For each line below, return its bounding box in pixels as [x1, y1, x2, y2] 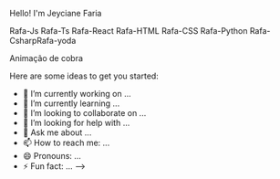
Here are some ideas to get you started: [9, 70, 160, 81]
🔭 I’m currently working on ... [22, 89, 131, 99]
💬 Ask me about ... [22, 127, 92, 138]
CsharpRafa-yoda [9, 36, 77, 46]
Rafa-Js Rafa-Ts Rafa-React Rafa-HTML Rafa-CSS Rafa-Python [9, 26, 248, 36]
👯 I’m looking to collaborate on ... [22, 108, 147, 118]
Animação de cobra [9, 53, 84, 63]
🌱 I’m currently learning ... [22, 98, 120, 109]
